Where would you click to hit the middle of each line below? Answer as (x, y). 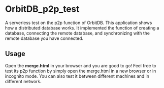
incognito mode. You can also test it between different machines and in (77, 76)
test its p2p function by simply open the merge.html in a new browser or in (81, 71)
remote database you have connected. (44, 38)
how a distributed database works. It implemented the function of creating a (82, 28)
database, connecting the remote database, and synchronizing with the (78, 33)
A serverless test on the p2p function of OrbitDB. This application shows (79, 23)
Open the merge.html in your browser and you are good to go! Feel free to (81, 65)
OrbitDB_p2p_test (42, 9)
